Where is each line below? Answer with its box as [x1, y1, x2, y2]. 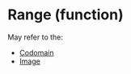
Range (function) [7, 6, 124, 24]
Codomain [19, 47, 54, 57]
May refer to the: [7, 32, 64, 42]
